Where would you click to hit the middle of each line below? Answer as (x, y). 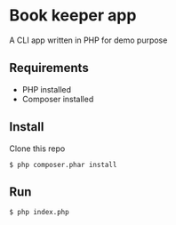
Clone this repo (37, 149)
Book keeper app (73, 16)
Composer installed (58, 99)
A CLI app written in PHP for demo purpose (88, 40)
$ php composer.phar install (63, 165)
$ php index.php (39, 213)
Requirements (49, 68)
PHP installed (47, 89)
